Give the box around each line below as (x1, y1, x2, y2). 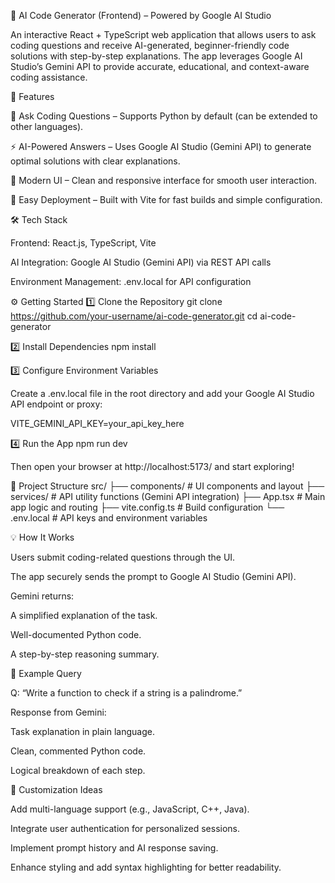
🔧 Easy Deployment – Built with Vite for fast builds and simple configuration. (10, 194, 323, 205)
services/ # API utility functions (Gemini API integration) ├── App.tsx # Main (10, 491, 326, 502)
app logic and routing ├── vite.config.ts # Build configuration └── (10, 501, 285, 513)
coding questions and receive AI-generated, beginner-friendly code (10, 40, 290, 51)
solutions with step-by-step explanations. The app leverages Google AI (10, 50, 303, 62)
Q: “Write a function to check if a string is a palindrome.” (10, 687, 243, 699)
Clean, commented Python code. (10, 745, 147, 757)
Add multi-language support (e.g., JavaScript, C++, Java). (10, 803, 250, 815)
